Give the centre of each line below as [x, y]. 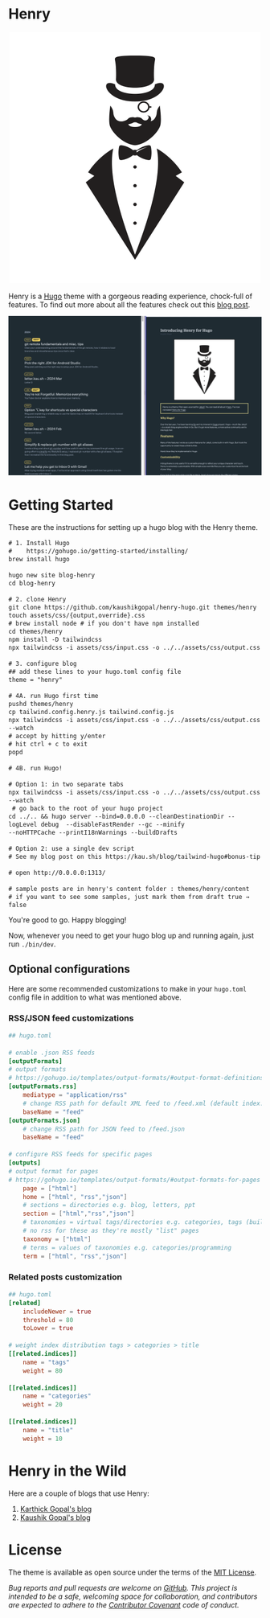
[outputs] [25, 1163]
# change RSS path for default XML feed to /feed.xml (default [131, 1103]
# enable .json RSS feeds [51, 1053]
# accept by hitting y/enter [57, 736]
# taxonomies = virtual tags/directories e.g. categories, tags [133, 1222]
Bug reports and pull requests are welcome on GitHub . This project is [123, 1587]
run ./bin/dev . [32, 944]
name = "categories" [57, 1396]
